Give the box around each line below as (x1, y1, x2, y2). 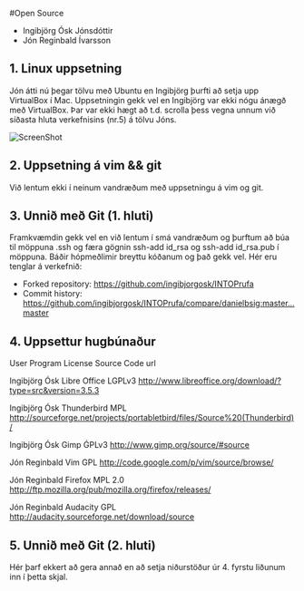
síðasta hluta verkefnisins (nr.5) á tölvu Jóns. (9, 113, 177, 125)
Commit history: (22, 288, 83, 299)
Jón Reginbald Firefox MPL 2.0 (9, 475, 125, 486)
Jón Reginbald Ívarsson (22, 35, 112, 45)
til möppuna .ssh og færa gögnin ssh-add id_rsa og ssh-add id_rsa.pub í (9, 242, 279, 253)
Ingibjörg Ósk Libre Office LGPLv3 (9, 375, 137, 386)
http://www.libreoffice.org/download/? (138, 375, 281, 386)
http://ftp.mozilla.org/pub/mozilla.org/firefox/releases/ (9, 484, 211, 495)
